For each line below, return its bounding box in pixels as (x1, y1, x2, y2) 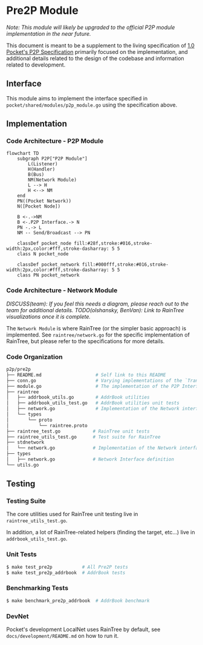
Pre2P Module (6, 4, 79, 18)
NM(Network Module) (28, 177, 77, 183)
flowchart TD (6, 151, 39, 157)
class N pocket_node (17, 251, 69, 257)
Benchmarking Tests (6, 584, 68, 592)
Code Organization (6, 352, 63, 361)
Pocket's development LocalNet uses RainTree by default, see (6, 626, 161, 633)
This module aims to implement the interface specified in (6, 94, 148, 102)
